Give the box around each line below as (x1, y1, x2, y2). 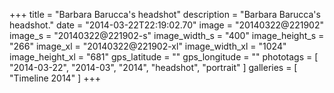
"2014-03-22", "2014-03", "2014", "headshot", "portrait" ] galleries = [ (9, 62, 298, 73)
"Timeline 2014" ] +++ (9, 72, 101, 84)
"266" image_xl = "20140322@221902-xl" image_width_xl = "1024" (9, 40, 287, 52)
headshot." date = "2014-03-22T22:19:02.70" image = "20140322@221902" (9, 19, 324, 31)
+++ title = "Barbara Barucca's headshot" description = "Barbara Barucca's (9, 9, 321, 20)
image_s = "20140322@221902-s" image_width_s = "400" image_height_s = (9, 30, 325, 41)
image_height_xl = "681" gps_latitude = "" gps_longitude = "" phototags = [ (9, 51, 319, 63)
